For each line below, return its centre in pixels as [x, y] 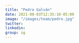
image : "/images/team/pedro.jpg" [40, 19]
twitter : [14, 23]
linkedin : [15, 28]
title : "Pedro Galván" [29, 10]
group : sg [15, 33]
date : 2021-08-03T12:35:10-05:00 [40, 14]
